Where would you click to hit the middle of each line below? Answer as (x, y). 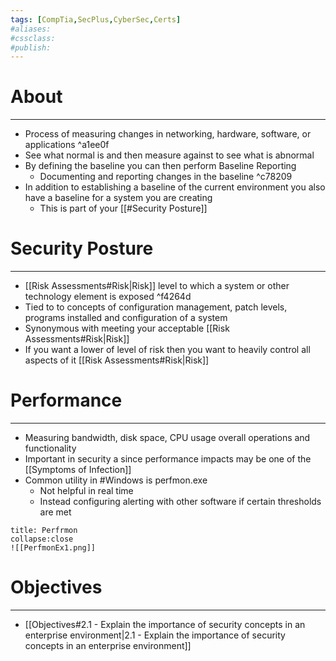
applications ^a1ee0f (67, 145)
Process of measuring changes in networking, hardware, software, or (168, 134)
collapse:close (42, 539)
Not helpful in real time (86, 491)
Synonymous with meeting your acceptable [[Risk (127, 328)
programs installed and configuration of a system (126, 318)
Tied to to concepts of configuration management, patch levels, (156, 307)
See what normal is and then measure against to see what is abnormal (169, 155)
